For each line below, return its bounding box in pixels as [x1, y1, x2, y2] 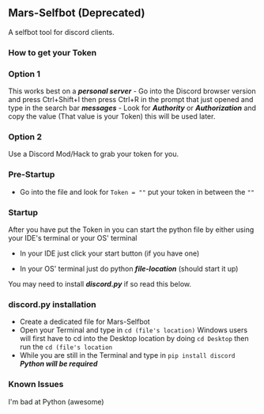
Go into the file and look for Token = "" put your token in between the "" [19, 187, 255, 196]
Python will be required [19, 359, 98, 369]
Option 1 [8, 68, 41, 79]
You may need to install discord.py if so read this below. [8, 279, 192, 288]
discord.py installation [8, 298, 96, 310]
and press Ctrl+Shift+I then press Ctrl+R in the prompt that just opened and [8, 95, 254, 104]
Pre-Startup [8, 169, 55, 180]
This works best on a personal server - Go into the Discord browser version [8, 86, 256, 96]
